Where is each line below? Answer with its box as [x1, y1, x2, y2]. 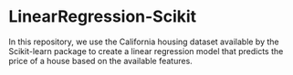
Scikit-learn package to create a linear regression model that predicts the [8, 45, 284, 56]
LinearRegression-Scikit [8, 6, 197, 27]
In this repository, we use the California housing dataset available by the [8, 36, 279, 47]
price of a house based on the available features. [8, 55, 193, 66]
